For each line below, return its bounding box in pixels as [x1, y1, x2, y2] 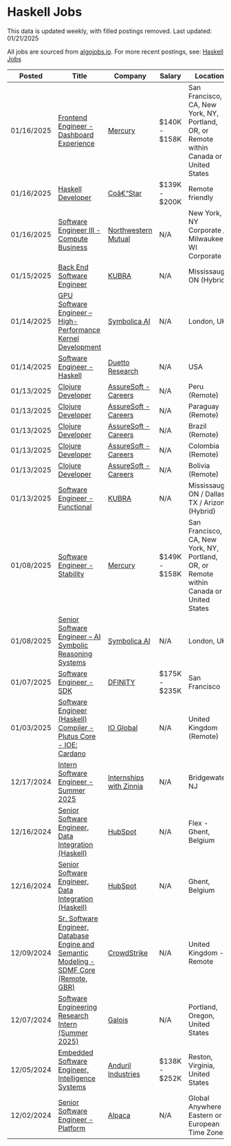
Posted [19, 71, 43, 80]
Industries [107, 1069, 140, 1079]
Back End [58, 262, 89, 272]
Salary [159, 71, 181, 80]
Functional [58, 502, 92, 511]
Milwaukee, [188, 234, 225, 243]
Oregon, [188, 1011, 215, 1020]
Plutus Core [58, 731, 96, 741]
